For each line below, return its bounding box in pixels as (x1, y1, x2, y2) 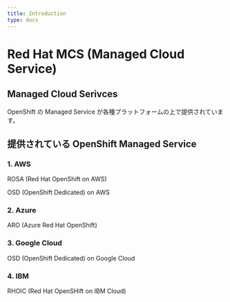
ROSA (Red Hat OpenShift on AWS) (7, 175, 107, 183)
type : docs (7, 17, 39, 23)
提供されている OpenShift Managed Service (7, 138, 197, 150)
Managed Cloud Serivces (7, 88, 118, 100)
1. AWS (7, 159, 31, 169)
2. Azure (7, 205, 37, 215)
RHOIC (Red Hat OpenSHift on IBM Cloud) (7, 287, 126, 295)
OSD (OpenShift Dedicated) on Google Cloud (7, 254, 135, 262)
